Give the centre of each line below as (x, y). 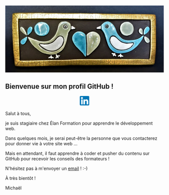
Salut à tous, (18, 113)
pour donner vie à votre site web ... (41, 143)
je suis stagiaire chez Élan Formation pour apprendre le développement (79, 123)
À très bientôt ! (21, 178)
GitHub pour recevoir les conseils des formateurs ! (57, 158)
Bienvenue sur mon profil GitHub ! (59, 87)
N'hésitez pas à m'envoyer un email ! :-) (47, 168)
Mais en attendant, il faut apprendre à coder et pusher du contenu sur (77, 153)
